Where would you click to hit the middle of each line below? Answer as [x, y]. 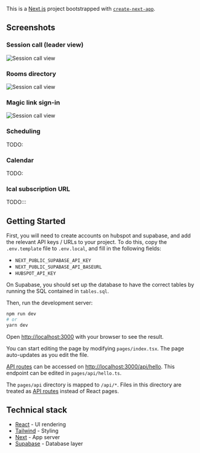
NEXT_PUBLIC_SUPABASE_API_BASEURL [58, 267]
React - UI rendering [40, 425]
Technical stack [37, 410]
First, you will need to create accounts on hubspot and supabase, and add [99, 236]
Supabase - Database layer [49, 444]
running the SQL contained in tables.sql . [58, 291]
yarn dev [17, 325]
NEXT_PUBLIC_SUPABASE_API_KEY [53, 260]
